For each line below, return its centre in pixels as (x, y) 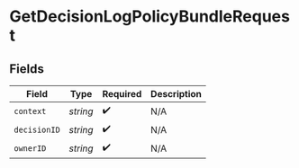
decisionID (37, 129)
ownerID (30, 148)
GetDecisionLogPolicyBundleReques (150, 17)
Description (176, 94)
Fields (27, 69)
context (30, 111)
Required (122, 94)
